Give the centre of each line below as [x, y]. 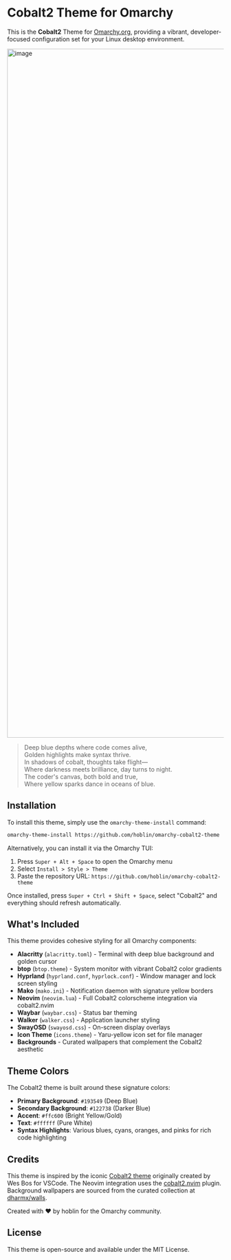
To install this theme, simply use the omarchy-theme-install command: [107, 822]
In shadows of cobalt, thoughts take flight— [86, 762]
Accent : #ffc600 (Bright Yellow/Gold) [69, 1116]
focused [19, 39]
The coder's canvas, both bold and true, [81, 776]
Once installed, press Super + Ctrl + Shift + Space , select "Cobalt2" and [112, 895]
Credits [23, 1159]
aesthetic [30, 1049]
